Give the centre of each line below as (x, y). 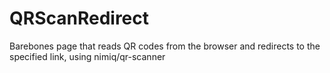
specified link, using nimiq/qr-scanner (87, 56)
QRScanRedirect (79, 18)
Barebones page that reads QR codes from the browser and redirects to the (165, 46)
